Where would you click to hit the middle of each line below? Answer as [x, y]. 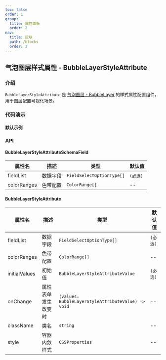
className [21, 325]
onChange [20, 302]
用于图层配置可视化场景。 [31, 101]
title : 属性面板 [25, 23]
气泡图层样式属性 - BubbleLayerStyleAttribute [76, 68]
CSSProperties [76, 342]
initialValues [21, 274]
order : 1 [14, 14]
